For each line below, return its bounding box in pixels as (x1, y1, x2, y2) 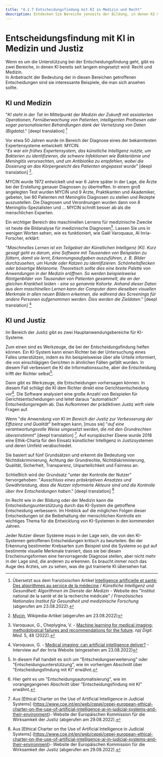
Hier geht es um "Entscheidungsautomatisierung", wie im (12, 676, 126, 682)
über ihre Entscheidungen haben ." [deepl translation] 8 (5, 487, 115, 494)
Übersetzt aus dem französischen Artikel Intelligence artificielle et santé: (12, 578, 158, 584)
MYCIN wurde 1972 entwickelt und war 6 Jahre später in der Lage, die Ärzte (5, 178, 157, 185)
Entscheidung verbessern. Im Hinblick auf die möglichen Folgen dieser (5, 508, 147, 514)
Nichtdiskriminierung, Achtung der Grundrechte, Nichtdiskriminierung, (5, 457, 146, 463)
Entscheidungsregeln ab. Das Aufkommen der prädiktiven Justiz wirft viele (5, 401, 154, 407)
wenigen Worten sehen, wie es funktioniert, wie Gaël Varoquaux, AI (5, 230, 140, 236)
